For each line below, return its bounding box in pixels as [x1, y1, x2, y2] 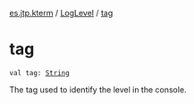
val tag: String [9, 68, 70, 77]
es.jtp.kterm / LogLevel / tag [9, 8, 114, 18]
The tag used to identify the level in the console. [9, 84, 187, 95]
